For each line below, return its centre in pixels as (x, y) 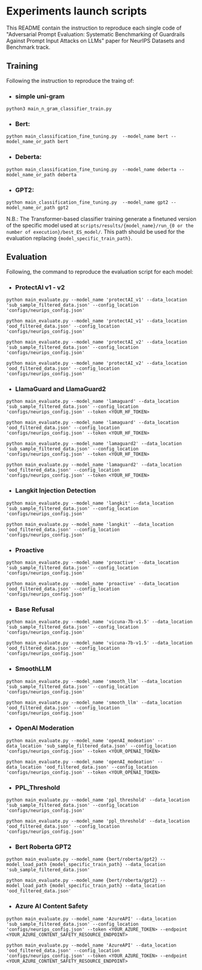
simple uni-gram (40, 96)
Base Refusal (34, 609)
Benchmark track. (28, 47)
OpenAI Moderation (44, 728)
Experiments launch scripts (77, 11)
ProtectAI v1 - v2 (40, 287)
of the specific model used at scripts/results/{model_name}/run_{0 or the (100, 225)
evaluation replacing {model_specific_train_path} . (69, 238)
